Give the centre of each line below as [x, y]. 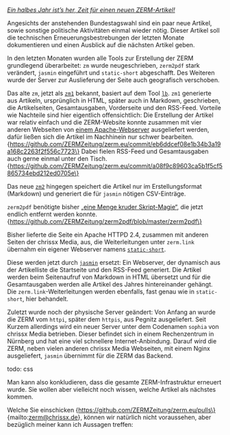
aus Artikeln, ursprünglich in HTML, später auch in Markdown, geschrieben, [114, 101]
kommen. [20, 397]
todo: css [20, 369]
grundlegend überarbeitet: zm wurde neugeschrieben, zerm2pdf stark [104, 65]
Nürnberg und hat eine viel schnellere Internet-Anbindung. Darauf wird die [112, 341]
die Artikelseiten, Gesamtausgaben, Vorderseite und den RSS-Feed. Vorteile [114, 108]
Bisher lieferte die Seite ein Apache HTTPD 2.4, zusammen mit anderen [108, 235]
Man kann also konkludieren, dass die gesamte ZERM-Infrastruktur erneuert [114, 382]
